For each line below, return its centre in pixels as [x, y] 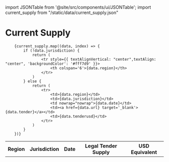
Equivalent [144, 152]
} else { [32, 81]
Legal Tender [101, 146]
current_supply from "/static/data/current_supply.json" [62, 13]
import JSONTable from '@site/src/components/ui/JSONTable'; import [78, 7]
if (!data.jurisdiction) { [52, 50]
